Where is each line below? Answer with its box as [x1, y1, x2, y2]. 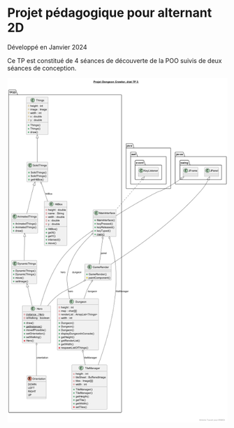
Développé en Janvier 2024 [7, 43, 87, 51]
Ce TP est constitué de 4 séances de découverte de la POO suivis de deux [7, 56, 222, 64]
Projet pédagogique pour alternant [7, 5, 212, 21]
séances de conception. [7, 64, 77, 72]
